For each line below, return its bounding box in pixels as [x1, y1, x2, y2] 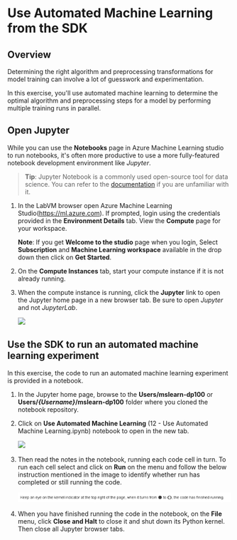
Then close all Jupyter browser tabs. [17, 525, 126, 534]
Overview [7, 48, 52, 61]
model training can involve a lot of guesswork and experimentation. [7, 75, 204, 83]
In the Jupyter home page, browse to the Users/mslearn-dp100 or [17, 390, 214, 398]
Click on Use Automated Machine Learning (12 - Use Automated [17, 419, 209, 427]
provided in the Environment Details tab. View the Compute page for [17, 216, 221, 225]
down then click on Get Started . [17, 253, 112, 261]
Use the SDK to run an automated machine [7, 338, 199, 351]
